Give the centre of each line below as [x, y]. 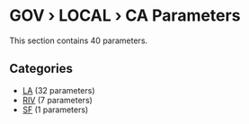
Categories [41, 69]
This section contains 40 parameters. [79, 40]
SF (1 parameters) [55, 110]
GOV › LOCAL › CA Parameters [125, 16]
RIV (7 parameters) [57, 100]
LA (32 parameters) [59, 90]
